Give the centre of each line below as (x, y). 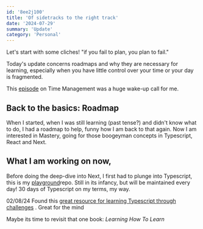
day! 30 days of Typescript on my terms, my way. (68, 189)
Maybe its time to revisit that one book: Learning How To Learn (85, 219)
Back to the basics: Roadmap (63, 108)
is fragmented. (25, 77)
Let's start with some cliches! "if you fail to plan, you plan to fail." (88, 52)
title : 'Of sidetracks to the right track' (62, 18)
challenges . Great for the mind (45, 207)
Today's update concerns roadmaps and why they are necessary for (92, 64)
